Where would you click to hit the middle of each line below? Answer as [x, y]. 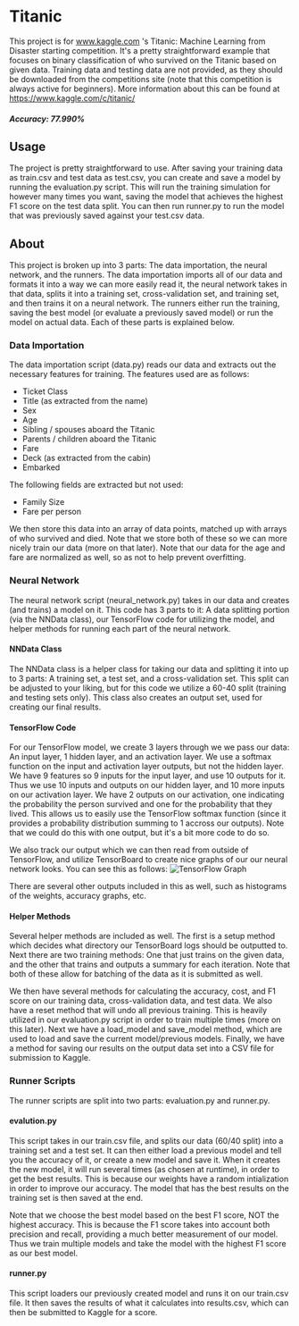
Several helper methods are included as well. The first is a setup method [142, 936]
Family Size [43, 502]
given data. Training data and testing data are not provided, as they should [146, 70]
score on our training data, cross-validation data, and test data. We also [141, 1001]
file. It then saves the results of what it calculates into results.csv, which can [149, 1303]
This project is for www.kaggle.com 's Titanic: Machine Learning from [137, 41]
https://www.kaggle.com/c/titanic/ [72, 98]
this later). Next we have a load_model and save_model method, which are [146, 1029]
